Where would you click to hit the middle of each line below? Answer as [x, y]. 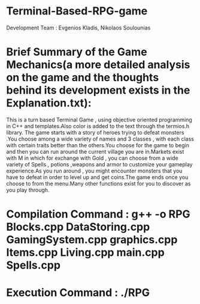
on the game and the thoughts [83, 78]
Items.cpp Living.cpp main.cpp [85, 253]
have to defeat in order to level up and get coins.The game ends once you [97, 177]
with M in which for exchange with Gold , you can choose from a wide [92, 158]
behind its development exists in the [98, 90]
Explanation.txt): [49, 103]
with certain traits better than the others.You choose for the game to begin [98, 145]
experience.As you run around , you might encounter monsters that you [94, 171]
